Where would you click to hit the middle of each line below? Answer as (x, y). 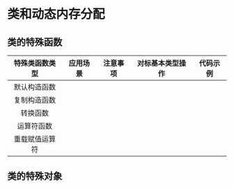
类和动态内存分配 (56, 14)
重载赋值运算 (34, 139)
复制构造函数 (34, 100)
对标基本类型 (158, 63)
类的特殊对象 (35, 177)
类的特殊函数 (35, 42)
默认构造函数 (34, 87)
